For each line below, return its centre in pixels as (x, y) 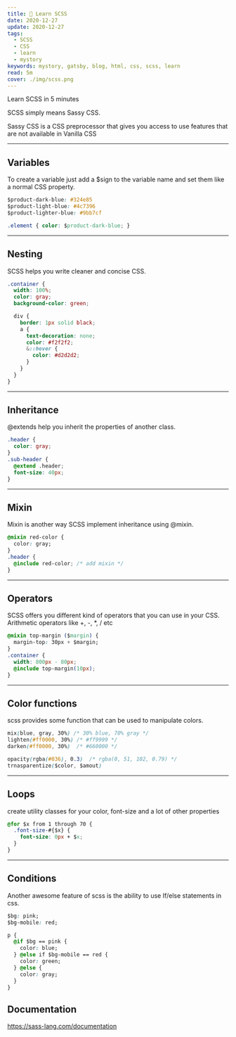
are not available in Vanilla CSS (52, 134)
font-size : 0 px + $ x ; (51, 837)
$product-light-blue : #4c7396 (52, 207)
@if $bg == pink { (41, 942)
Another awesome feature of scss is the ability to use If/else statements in (114, 895)
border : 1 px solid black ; (58, 323)
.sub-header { (28, 460)
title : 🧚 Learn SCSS (38, 14)
